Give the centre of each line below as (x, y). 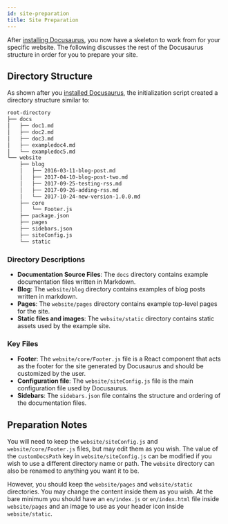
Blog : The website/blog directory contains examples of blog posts (111, 289)
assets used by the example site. (64, 325)
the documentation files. (52, 403)
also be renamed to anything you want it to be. (73, 471)
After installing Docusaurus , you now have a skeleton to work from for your (114, 39)
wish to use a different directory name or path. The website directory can (111, 464)
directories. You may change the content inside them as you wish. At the (110, 491)
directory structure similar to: (48, 100)
